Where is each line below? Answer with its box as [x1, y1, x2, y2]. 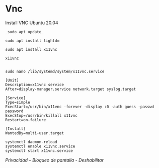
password [5, 109, 24, 114]
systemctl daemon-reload [5, 139, 57, 144]
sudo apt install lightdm [5, 38, 59, 43]
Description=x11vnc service [5, 82, 64, 87]
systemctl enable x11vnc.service [5, 144, 75, 149]
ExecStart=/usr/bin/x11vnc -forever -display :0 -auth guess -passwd [5, 104, 154, 109]
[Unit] [5, 77, 19, 83]
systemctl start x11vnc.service [5, 148, 73, 153]
